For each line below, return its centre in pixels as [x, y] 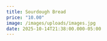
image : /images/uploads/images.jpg [51, 23]
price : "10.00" [25, 17]
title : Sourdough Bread [36, 12]
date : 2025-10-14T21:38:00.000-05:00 [54, 29]
